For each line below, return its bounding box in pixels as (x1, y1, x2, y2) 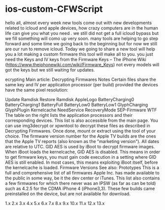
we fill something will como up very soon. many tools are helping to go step (5, 35, 159, 41)
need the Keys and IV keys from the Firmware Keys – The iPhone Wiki (5, 56, 147, 62)
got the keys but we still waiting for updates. (5, 67, 95, 72)
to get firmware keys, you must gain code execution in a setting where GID (5, 154, 157, 160)
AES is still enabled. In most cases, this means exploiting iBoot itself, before (5, 159, 158, 165)
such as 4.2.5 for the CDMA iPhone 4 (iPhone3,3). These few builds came (5, 185, 155, 191)
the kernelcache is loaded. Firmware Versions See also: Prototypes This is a (5, 164, 159, 171)
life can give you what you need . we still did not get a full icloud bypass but (5, 30, 159, 36)
